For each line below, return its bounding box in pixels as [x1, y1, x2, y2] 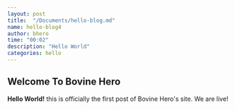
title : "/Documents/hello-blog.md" [7, 17, 115, 24]
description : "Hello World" [7, 43, 91, 50]
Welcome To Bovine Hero [7, 75, 121, 88]
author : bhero [7, 30, 50, 37]
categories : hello [7, 50, 62, 57]
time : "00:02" [7, 37, 50, 44]
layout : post [7, 10, 46, 18]
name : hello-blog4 [7, 23, 62, 30]
